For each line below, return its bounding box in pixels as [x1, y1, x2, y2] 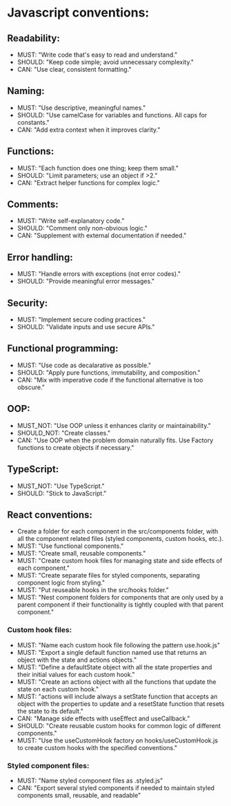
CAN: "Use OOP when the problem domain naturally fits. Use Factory [17, 436, 214, 444]
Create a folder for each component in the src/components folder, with [17, 527, 219, 535]
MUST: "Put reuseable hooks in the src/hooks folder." [17, 586, 169, 594]
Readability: [7, 32, 60, 44]
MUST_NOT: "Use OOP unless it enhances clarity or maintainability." [17, 421, 212, 429]
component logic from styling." [17, 578, 106, 587]
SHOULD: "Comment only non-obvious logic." [17, 224, 148, 233]
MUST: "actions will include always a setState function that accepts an [17, 692, 218, 700]
